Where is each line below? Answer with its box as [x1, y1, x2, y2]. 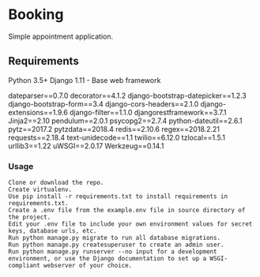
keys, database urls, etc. [8, 227, 97, 235]
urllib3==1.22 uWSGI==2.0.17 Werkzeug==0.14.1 [8, 140, 164, 151]
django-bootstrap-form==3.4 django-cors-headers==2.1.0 [8, 99, 199, 108]
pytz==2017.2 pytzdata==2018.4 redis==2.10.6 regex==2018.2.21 [8, 124, 220, 133]
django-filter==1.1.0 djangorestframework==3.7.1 [70, 107, 227, 117]
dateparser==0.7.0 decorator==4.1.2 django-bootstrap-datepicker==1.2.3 [8, 91, 247, 100]
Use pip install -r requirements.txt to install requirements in [8, 193, 228, 200]
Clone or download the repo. [8, 179, 104, 187]
